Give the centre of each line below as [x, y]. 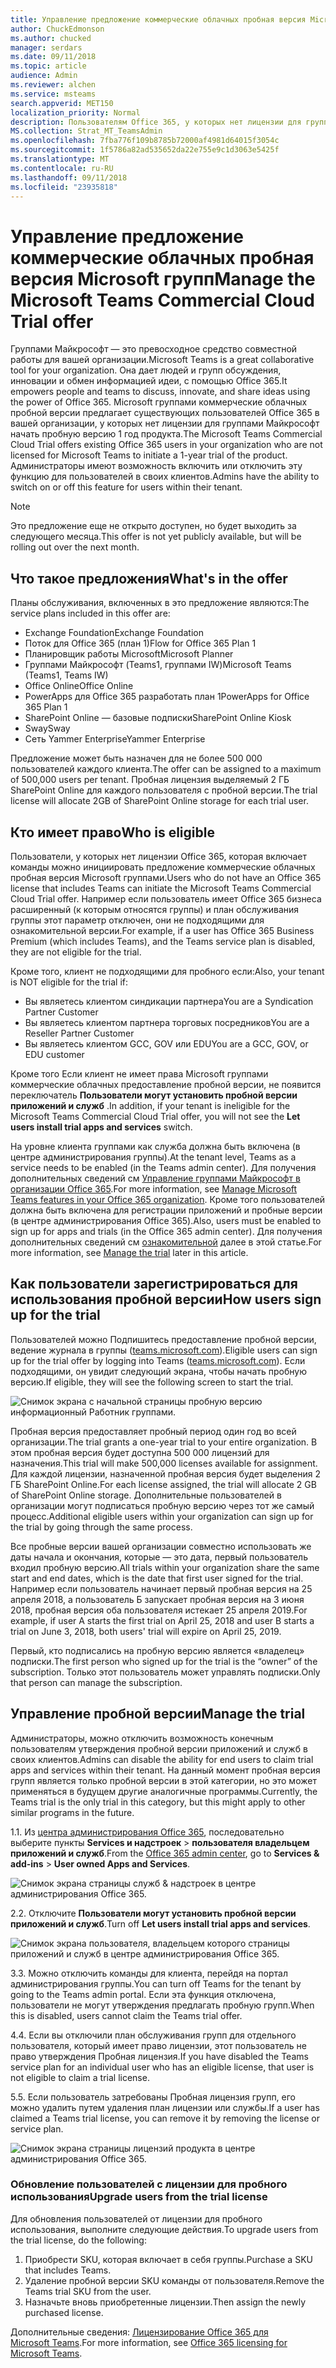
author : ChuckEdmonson [57, 29]
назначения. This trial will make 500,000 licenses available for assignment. [164, 1463]
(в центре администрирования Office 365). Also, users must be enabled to [166, 1220]
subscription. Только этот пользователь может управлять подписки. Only [165, 1672]
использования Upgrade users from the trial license [139, 2197]
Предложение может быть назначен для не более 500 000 [136, 758]
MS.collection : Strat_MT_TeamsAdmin [86, 131]
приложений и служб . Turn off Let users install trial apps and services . [160, 1923]
